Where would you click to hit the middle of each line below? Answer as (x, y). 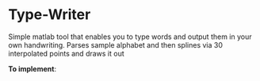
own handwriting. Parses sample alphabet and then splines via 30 (116, 44)
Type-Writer (50, 15)
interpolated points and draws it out (66, 53)
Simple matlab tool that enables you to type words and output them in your (130, 37)
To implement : (32, 68)
